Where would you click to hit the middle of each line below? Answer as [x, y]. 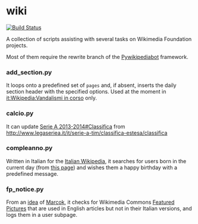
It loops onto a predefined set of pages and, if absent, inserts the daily [91, 85]
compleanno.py [29, 148]
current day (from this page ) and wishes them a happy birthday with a [92, 167]
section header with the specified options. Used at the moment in [86, 92]
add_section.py [29, 72]
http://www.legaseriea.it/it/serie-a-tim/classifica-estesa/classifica [87, 133]
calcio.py [20, 113]
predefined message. [32, 173]
